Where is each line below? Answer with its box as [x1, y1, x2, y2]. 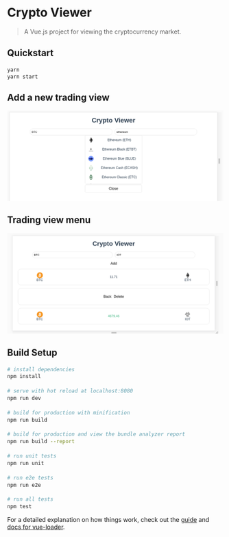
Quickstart [7, 47, 54, 59]
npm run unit [7, 460, 45, 466]
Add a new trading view [7, 92, 110, 103]
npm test [7, 503, 32, 510]
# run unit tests [7, 453, 57, 460]
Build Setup [7, 347, 58, 359]
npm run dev [7, 395, 41, 402]
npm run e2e [7, 482, 41, 488]
